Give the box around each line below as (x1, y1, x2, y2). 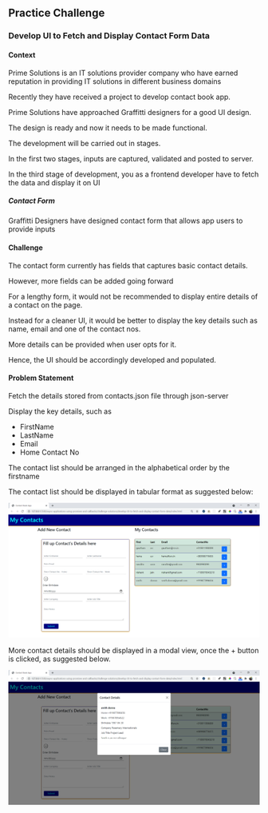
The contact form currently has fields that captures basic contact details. (8, 260, 249, 270)
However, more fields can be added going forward (8, 276, 174, 286)
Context (8, 50, 36, 59)
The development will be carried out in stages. (8, 138, 161, 148)
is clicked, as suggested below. (8, 654, 111, 664)
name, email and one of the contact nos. (8, 323, 141, 334)
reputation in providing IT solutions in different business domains (8, 76, 222, 86)
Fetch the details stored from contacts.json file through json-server (8, 391, 229, 400)
